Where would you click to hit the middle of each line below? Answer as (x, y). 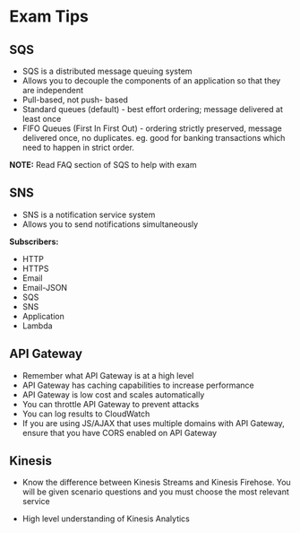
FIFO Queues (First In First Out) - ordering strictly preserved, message (152, 128)
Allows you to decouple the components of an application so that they (151, 81)
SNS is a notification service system (89, 214)
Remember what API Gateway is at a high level (108, 375)
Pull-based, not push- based (75, 100)
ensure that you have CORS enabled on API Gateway (120, 433)
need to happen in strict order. (78, 147)
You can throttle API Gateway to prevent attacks (111, 404)
